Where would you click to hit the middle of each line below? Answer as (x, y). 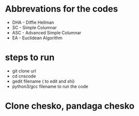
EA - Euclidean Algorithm (37, 38)
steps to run (30, 58)
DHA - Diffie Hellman (33, 22)
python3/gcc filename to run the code (50, 86)
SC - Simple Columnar (34, 27)
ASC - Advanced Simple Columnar (47, 33)
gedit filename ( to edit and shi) (43, 81)
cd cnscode (24, 76)
